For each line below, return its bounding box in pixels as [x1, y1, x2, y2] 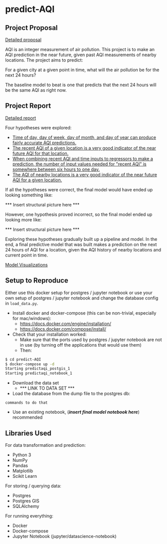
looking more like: [5, 216, 42, 222]
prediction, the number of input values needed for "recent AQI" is [12, 161, 147, 167]
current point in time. [5, 252, 48, 258]
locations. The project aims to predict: [5, 57, 83, 63]
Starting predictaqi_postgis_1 [5, 366, 70, 371]
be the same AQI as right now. [5, 87, 67, 93]
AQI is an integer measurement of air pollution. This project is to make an [5, 47, 155, 52]
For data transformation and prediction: [5, 442, 86, 448]
